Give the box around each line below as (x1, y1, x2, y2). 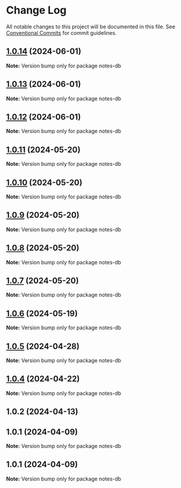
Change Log (6, 4, 67, 17)
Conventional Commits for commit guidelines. (6, 29, 117, 36)
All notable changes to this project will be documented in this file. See (6, 23, 176, 30)
